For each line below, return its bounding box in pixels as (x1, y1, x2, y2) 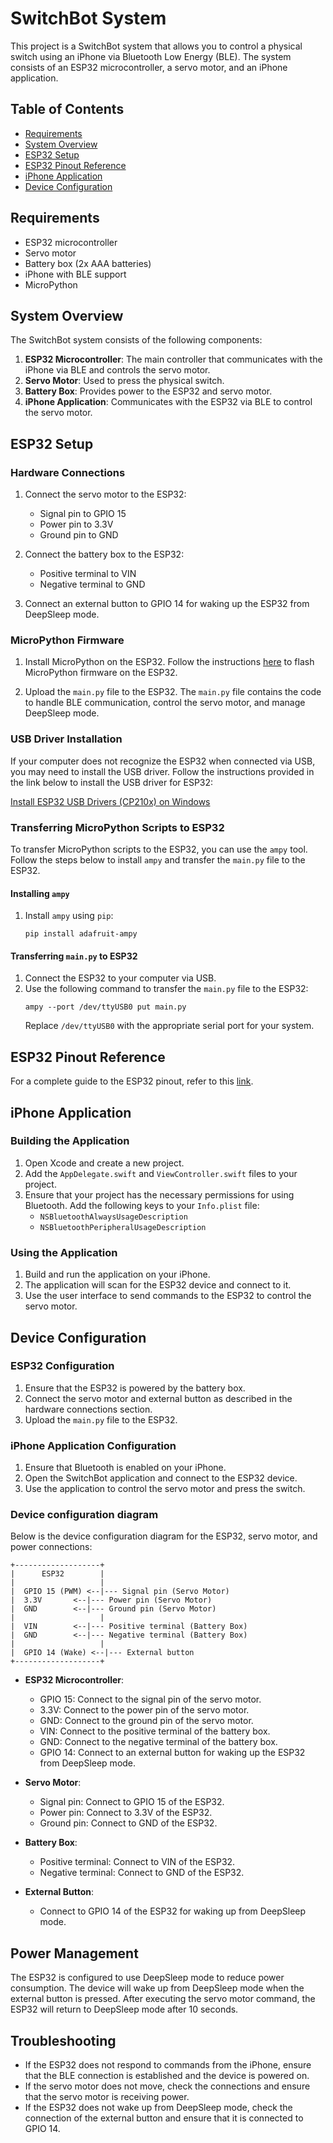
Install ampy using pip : (24, 910, 114, 922)
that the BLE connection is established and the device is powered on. (24, 2070, 310, 2082)
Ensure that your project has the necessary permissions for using (24, 1188, 295, 1201)
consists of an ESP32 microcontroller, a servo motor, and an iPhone (10, 61, 288, 73)
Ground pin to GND (39, 529, 119, 541)
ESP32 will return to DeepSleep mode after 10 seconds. (10, 2003, 239, 2016)
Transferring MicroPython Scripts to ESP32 (10, 820, 225, 834)
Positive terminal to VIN (39, 568, 137, 580)
